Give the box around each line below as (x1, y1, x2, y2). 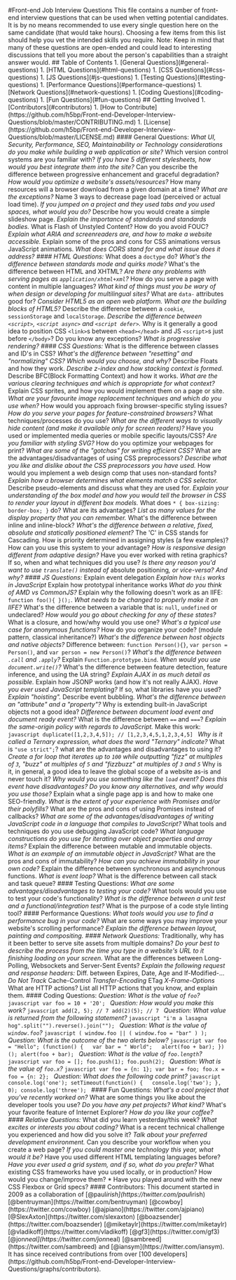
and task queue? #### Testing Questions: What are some (8, 880, 174, 887)
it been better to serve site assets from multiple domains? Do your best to (8, 939, 220, 947)
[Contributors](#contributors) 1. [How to (8, 103, 123, 111)
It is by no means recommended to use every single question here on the (8, 21, 219, 29)
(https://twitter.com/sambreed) (8, 1243, 97, 1250)
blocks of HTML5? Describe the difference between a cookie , (8, 305, 185, 313)
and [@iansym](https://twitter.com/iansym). (98, 1243, 225, 1250)
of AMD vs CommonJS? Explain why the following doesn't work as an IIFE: (8, 588, 223, 596)
